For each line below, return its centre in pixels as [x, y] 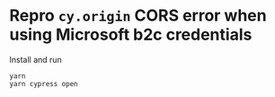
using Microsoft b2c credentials [131, 35]
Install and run [36, 59]
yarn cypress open [44, 84]
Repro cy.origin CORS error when [138, 16]
